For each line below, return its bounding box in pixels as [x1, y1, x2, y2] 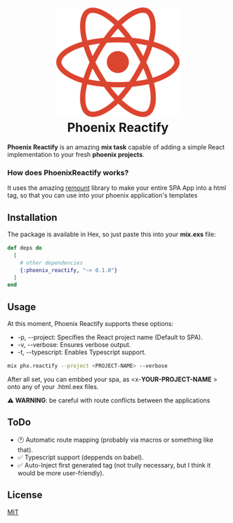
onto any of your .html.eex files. [7, 382, 99, 390]
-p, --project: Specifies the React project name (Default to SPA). [17, 333, 203, 341]
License [7, 489, 43, 501]
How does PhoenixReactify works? [7, 168, 129, 177]
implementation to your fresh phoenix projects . [7, 150, 145, 158]
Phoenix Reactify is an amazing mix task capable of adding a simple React [7, 142, 225, 151]
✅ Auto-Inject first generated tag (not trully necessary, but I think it [17, 461, 211, 469]
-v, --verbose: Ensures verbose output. [17, 341, 131, 349]
